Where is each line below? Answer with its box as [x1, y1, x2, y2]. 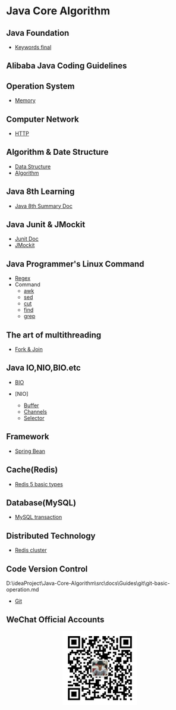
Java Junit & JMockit [6, 220, 86, 230]
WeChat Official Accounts [6, 615, 105, 625]
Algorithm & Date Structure [6, 147, 109, 157]
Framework [6, 431, 49, 442]
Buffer [23, 402, 39, 409]
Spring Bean [14, 448, 46, 455]
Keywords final [14, 43, 52, 51]
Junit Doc [14, 235, 39, 242]
